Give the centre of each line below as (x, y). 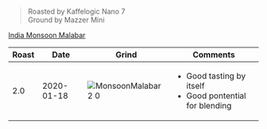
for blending (209, 106)
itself (195, 86)
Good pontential (216, 96)
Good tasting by (216, 76)
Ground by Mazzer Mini (66, 20)
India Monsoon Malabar (47, 35)
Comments (214, 55)
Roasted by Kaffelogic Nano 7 (76, 11)
